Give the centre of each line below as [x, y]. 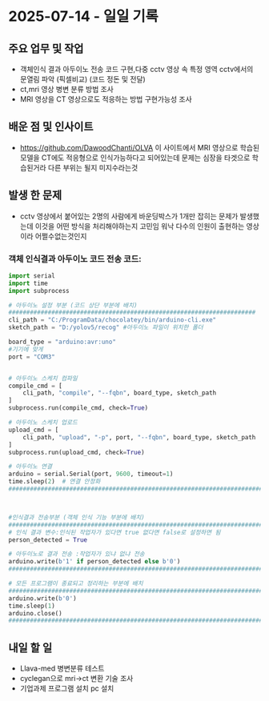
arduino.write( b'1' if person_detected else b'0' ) [94, 562]
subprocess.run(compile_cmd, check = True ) [78, 408]
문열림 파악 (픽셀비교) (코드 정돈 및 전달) [82, 79]
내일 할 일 [30, 648]
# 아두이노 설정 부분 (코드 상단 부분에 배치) [73, 305]
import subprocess [39, 290]
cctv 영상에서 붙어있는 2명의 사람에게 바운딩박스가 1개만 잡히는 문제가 [129, 216]
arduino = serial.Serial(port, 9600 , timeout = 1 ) [91, 474]
